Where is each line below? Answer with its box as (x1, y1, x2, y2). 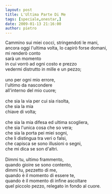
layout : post (5, 7, 32, 12)
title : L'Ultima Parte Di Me (5, 12, 66, 17)
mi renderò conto (5, 50, 41, 56)
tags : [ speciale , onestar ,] (5, 16, 61, 21)
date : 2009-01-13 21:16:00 (5, 21, 61, 26)
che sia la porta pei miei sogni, (5, 130, 68, 136)
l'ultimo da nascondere (5, 82, 52, 88)
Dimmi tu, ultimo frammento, (5, 156, 64, 162)
